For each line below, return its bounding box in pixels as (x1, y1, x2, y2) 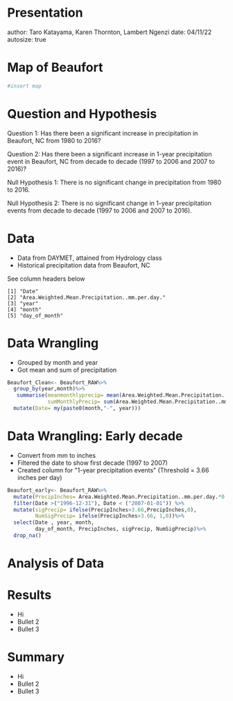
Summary (7, 650, 64, 665)
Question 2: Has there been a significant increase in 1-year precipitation (7, 149, 212, 158)
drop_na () (13, 532, 42, 539)
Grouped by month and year (17, 358, 98, 366)
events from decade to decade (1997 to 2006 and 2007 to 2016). (7, 206, 192, 215)
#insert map (7, 82, 42, 90)
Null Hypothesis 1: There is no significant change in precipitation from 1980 (7, 178, 222, 186)
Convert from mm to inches (17, 451, 96, 459)
